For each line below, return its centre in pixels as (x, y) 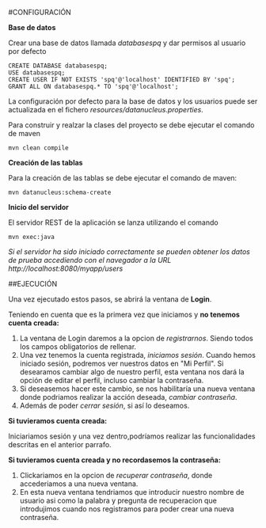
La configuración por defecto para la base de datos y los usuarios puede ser (133, 101)
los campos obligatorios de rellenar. (78, 347)
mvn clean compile (38, 148)
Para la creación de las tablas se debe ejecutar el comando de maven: (123, 178)
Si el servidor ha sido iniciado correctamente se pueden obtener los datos (129, 252)
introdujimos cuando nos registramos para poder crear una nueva (127, 509)
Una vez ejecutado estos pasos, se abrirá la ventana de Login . (110, 299)
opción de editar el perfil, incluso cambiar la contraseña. (112, 380)
